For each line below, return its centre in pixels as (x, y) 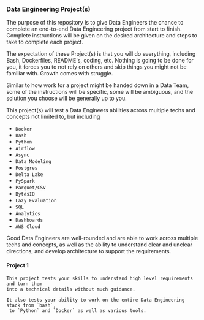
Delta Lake (29, 175)
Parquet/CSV (30, 188)
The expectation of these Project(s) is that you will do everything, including (101, 54)
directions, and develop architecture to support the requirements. (89, 251)
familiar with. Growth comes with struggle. (60, 74)
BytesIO (25, 194)
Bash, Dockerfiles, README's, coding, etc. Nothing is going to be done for (100, 61)
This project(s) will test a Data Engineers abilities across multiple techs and (101, 110)
